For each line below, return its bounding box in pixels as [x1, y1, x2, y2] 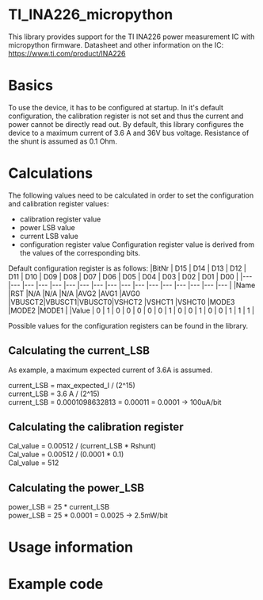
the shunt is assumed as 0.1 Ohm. [8, 137, 117, 146]
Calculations [8, 164, 93, 183]
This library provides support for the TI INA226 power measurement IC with [8, 32, 255, 41]
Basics [8, 77, 54, 94]
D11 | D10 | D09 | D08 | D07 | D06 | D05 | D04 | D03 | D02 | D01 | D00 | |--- [8, 271, 253, 281]
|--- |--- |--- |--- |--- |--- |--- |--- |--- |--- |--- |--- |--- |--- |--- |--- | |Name [8, 280, 256, 290]
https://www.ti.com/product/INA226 [8, 48, 126, 58]
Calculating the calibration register [8, 421, 184, 434]
